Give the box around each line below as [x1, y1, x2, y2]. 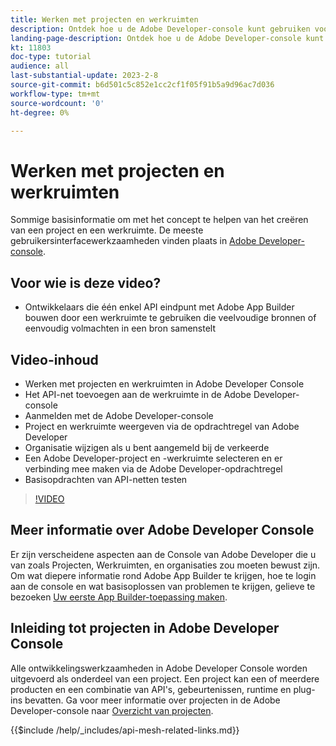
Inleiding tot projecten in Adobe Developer [10, 620, 280, 637]
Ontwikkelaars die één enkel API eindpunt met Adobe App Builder [24, 301, 295, 313]
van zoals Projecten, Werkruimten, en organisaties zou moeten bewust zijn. [10, 559, 321, 571]
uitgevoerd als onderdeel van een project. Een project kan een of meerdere [10, 672, 320, 685]
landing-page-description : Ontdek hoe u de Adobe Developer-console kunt [10, 33, 325, 43]
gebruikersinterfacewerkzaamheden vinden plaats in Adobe [10, 235, 257, 247]
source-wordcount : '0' [10, 98, 105, 108]
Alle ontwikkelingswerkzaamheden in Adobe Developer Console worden [10, 662, 308, 674]
